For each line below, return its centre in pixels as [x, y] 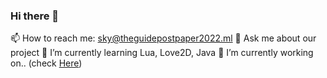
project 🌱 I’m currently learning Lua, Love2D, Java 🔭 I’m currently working [162, 53]
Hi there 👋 [35, 16]
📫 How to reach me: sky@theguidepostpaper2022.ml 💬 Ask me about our [163, 38]
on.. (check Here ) [46, 63]
